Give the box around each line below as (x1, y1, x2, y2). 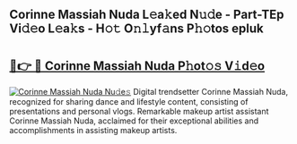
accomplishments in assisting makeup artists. (9, 125, 178, 135)
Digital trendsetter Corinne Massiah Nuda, (133, 87, 289, 97)
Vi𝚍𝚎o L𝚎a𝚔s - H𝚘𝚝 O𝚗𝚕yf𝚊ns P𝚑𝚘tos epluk (9, 21, 265, 37)
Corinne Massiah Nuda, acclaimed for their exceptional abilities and (9, 115, 258, 126)
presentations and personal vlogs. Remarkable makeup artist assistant (9, 106, 269, 116)
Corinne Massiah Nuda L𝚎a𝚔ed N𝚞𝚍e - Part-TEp (9, 7, 284, 22)
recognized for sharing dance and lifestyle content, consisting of (9, 97, 249, 106)
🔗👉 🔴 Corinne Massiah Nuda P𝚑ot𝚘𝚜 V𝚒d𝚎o (9, 58, 266, 73)
